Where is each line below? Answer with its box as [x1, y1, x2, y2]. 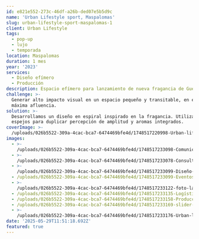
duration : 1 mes [6, 58, 46, 64]
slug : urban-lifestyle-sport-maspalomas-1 [6, 20, 113, 26]
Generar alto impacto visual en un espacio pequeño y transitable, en [11, 97, 190, 103]
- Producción [11, 81, 44, 87]
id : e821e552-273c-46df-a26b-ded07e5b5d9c [6, 8, 113, 15]
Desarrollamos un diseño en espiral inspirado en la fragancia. [11, 113, 174, 119]
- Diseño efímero [11, 75, 54, 81]
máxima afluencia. [11, 102, 57, 109]
